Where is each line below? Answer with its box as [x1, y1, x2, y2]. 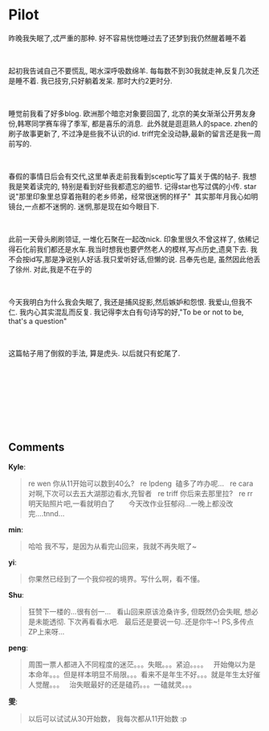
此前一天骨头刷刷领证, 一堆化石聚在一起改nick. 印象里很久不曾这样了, [8, 234, 237, 244]
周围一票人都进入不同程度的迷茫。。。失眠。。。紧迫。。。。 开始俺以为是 [27, 659, 256, 669]
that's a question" [8, 316, 67, 326]
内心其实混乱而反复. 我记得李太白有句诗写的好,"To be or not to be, [26, 307, 244, 317]
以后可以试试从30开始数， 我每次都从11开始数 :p [27, 713, 187, 723]
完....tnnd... [27, 508, 65, 518]
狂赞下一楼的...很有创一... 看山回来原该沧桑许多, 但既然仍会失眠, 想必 [27, 606, 259, 616]
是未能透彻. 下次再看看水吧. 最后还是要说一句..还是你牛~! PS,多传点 [27, 617, 255, 626]
